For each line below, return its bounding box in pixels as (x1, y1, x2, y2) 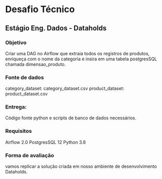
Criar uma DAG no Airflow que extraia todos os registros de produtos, (5, 50, 150, 56)
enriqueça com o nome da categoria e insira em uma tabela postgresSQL (5, 56, 157, 62)
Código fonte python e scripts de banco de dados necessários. (5, 115, 137, 121)
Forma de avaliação (5, 152, 55, 159)
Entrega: (5, 103, 27, 111)
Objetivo (5, 39, 27, 46)
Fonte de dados (5, 74, 44, 81)
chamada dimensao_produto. (5, 61, 66, 67)
